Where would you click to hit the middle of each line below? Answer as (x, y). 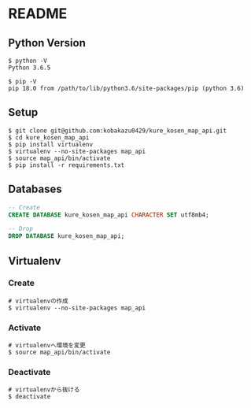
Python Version (47, 43)
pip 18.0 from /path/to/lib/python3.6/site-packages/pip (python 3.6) (126, 88)
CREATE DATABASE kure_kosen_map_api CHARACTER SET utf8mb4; (109, 215)
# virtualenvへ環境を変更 (47, 346)
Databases (35, 189)
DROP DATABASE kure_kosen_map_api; (66, 236)
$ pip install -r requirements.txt (66, 165)
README (38, 14)
